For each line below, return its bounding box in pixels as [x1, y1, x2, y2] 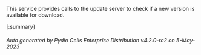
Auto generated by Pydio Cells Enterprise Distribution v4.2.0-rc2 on [6, 36, 176, 44]
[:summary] [6, 23, 35, 30]
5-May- [176, 36, 196, 44]
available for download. [6, 11, 65, 19]
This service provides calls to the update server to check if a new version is [6, 5, 195, 12]
